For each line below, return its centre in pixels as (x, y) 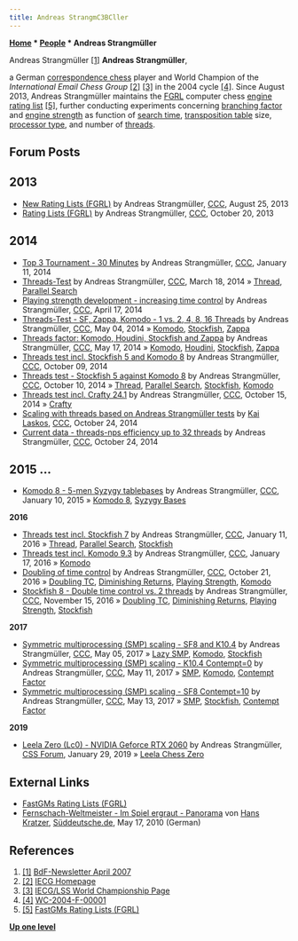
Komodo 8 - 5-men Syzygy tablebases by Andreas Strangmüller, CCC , (150, 491)
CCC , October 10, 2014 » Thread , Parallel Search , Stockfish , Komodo (148, 385)
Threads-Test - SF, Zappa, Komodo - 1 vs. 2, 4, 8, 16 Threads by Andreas (155, 319)
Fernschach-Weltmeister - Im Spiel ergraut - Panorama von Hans (141, 813)
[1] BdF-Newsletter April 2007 (76, 872)
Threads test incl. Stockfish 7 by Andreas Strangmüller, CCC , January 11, (155, 534)
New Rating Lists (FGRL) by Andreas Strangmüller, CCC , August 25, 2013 (155, 203)
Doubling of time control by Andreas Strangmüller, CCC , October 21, (146, 573)
